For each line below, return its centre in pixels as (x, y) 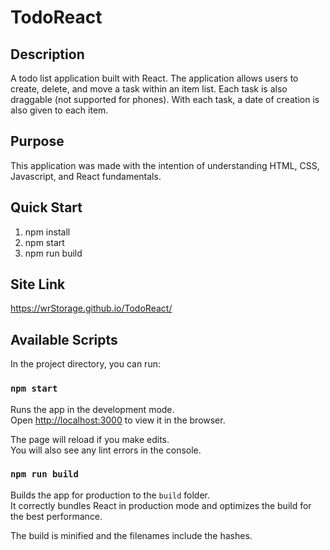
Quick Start (46, 207)
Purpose (37, 141)
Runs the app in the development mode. (92, 409)
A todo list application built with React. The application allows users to (154, 78)
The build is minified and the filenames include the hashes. (131, 535)
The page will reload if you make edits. (90, 439)
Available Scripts (64, 339)
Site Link (38, 284)
